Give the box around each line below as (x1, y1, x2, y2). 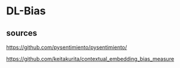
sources (6, 28, 38, 38)
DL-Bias (6, 4, 46, 18)
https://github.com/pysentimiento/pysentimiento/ (6, 44, 127, 51)
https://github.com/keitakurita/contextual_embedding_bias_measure (6, 55, 175, 62)
